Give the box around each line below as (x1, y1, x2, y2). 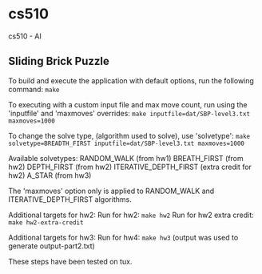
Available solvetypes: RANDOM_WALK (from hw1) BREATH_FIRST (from (8, 153, 244, 163)
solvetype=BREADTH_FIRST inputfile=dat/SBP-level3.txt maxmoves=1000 (8, 139, 245, 147)
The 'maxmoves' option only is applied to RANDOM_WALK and (8, 186, 215, 195)
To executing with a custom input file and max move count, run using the (8, 99, 248, 109)
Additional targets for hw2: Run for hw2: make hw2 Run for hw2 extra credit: (8, 210, 254, 220)
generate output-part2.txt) (8, 241, 96, 251)
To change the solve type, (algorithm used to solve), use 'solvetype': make (8, 131, 250, 140)
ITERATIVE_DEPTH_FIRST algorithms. (8, 194, 132, 204)
